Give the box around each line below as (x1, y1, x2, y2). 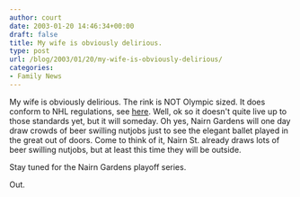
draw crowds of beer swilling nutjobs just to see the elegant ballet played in (9, 125, 289, 136)
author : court (9, 13, 63, 22)
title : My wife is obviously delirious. (9, 38, 163, 48)
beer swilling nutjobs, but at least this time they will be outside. (9, 144, 242, 155)
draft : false (9, 30, 58, 39)
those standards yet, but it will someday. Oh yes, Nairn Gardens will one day (9, 115, 291, 126)
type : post (9, 47, 50, 56)
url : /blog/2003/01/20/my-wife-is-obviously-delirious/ (9, 55, 223, 64)
